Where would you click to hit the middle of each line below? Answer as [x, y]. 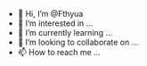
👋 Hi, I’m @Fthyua [50, 14]
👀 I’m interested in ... [55, 23]
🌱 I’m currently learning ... [65, 33]
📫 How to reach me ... [59, 52]
